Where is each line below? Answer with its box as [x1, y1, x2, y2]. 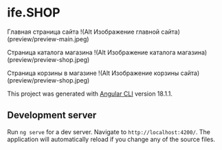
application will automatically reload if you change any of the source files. [7, 135, 215, 143]
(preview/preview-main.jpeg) [7, 34, 89, 43]
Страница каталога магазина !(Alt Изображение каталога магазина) [7, 48, 208, 56]
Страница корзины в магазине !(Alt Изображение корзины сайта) [7, 69, 200, 77]
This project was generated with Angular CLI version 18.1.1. [7, 89, 173, 98]
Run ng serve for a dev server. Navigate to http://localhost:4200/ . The [7, 127, 211, 136]
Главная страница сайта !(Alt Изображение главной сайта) [7, 28, 181, 36]
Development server [7, 109, 97, 121]
